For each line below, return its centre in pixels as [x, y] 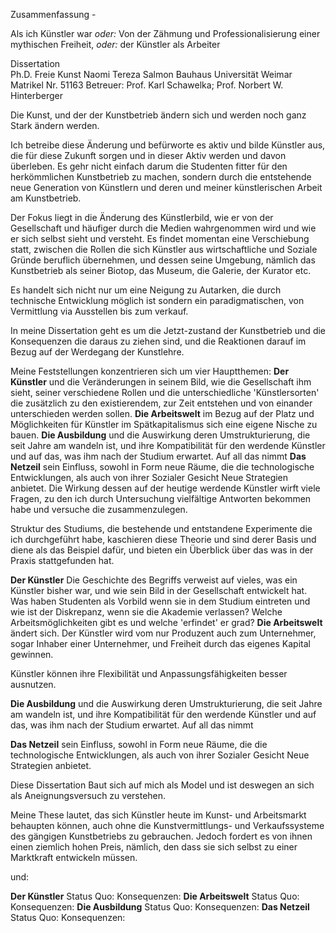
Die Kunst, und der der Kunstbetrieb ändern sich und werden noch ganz [158, 115]
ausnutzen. [33, 684]
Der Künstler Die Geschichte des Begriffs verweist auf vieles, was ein [154, 580]
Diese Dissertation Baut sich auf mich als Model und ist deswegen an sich [162, 785]
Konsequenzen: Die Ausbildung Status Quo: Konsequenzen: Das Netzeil [160, 907]
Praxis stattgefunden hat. [62, 560]
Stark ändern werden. [55, 125]
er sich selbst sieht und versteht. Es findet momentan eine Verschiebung [160, 238]
